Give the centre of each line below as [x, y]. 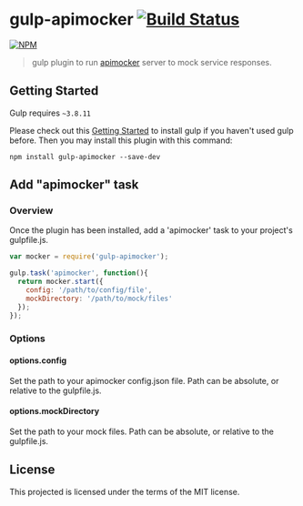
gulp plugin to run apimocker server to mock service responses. [152, 62]
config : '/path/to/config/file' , [89, 290]
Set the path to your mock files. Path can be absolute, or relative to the [142, 431]
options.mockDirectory [55, 411]
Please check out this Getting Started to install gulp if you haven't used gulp [151, 130]
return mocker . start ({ [61, 282]
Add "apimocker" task [74, 185]
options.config [38, 360]
